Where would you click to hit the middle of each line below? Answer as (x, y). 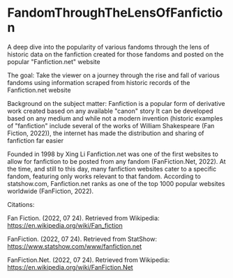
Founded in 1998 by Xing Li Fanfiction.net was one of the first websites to (113, 154)
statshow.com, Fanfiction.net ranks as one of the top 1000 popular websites (116, 183)
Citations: (21, 204)
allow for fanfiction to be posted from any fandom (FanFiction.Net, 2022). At (116, 161)
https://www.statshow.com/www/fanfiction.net (74, 246)
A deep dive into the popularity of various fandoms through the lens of (108, 47)
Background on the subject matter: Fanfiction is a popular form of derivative (116, 103)
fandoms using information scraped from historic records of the (99, 82)
